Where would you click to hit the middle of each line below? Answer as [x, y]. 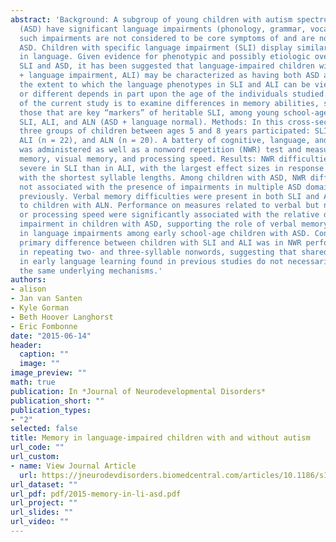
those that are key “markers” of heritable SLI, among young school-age [174, 112]
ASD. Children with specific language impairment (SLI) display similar [174, 47]
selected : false [44, 429]
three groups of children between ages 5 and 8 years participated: [165, 131]
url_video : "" [40, 522]
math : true [33, 382]
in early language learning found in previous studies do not [151, 261]
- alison [28, 289]
